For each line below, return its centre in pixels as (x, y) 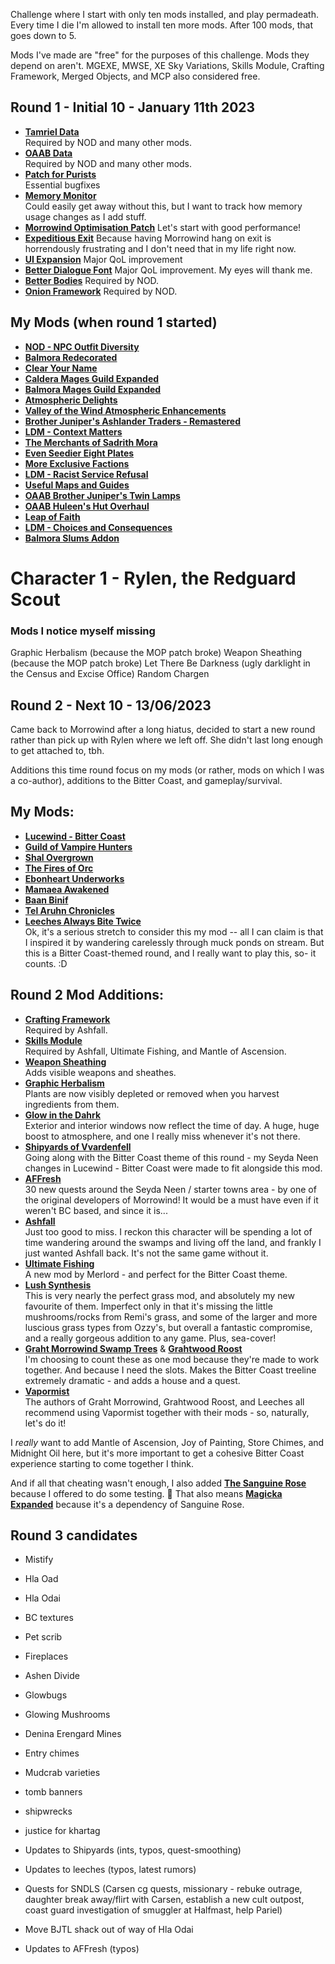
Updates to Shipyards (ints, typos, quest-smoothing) (133, 1850)
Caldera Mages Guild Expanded (92, 378)
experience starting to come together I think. (102, 1463)
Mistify (39, 1560)
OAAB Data (48, 153)
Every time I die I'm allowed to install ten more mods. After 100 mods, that (161, 25)
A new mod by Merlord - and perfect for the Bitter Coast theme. (156, 1274)
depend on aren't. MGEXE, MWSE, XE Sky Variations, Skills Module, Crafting (167, 65)
